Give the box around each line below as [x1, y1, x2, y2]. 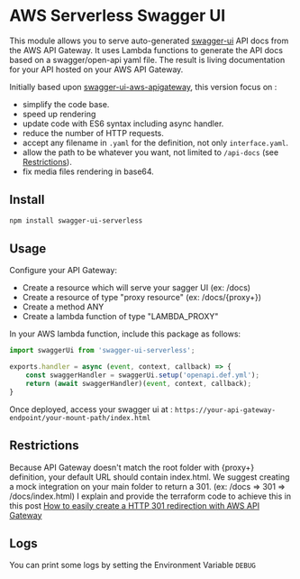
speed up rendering [22, 108, 96, 119]
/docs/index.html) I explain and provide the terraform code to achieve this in [9, 491, 291, 501]
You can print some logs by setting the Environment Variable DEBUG [9, 560, 257, 571]
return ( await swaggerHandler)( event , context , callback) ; [25, 380, 252, 389]
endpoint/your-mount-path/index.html [9, 413, 151, 422]
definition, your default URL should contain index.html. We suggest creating [9, 471, 290, 482]
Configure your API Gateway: [9, 265, 117, 276]
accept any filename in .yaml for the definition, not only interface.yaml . [22, 137, 288, 148]
